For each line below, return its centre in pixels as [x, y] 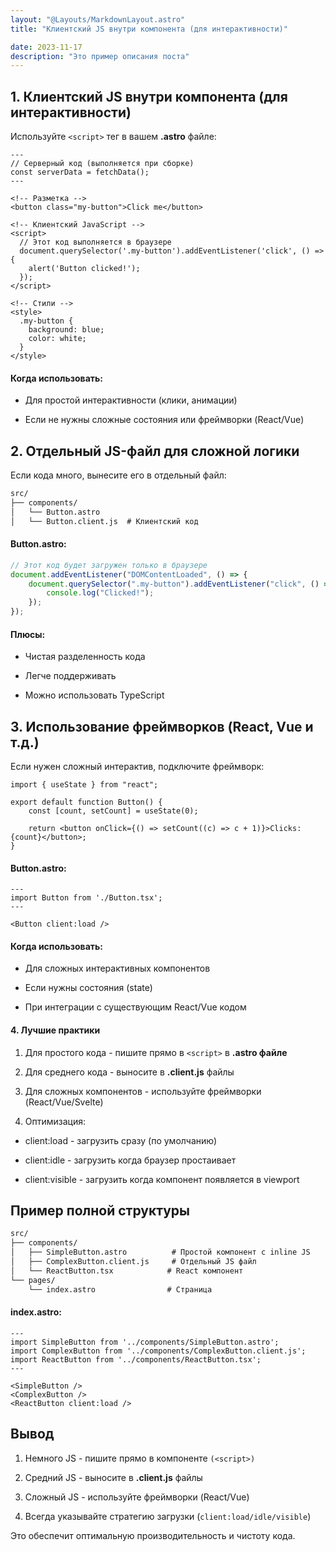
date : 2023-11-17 [46, 47]
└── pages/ [33, 1280]
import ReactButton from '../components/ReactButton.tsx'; [136, 1359]
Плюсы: [28, 634]
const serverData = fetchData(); [80, 172]
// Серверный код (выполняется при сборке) [102, 164]
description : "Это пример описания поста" [100, 56]
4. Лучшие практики [55, 1030]
